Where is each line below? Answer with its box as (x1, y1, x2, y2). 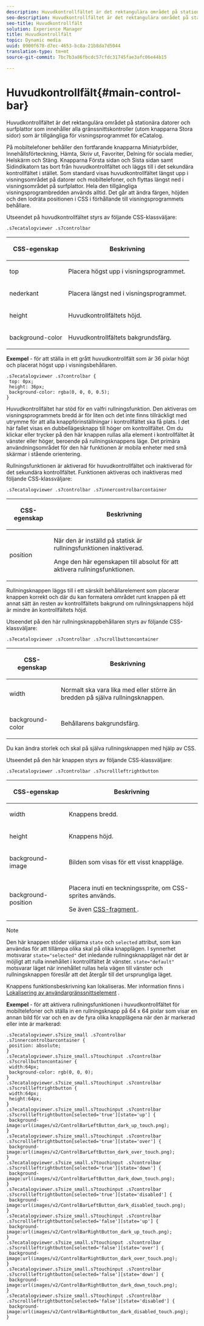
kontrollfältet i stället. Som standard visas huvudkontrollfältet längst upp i (6, 169, 189, 176)
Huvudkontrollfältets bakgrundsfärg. (67, 333, 172, 341)
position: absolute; (8, 1043, 61, 1049)
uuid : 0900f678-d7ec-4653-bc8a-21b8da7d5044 (6, 43, 121, 49)
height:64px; (8, 1095, 42, 1102)
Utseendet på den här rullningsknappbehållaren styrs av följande (6, 618, 169, 625)
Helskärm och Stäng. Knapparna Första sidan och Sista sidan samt (6, 156, 173, 164)
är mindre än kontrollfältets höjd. (6, 606, 88, 613)
